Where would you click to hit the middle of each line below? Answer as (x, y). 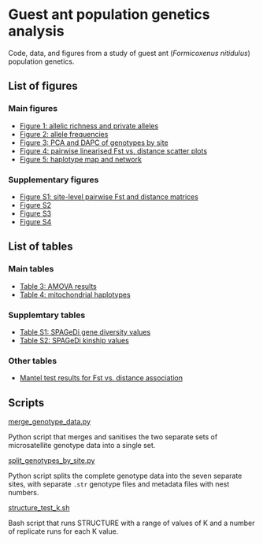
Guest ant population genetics (109, 15)
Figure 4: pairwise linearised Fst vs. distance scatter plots (113, 150)
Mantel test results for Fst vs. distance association (101, 378)
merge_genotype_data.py (49, 422)
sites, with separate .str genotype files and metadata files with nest (119, 484)
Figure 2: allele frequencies (64, 134)
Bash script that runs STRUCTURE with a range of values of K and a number (131, 523)
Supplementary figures (54, 179)
